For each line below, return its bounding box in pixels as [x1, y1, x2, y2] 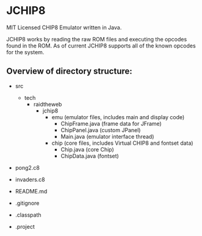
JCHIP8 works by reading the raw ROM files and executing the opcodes [6, 35, 187, 43]
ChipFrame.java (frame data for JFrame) [60, 120, 162, 127]
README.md [15, 187, 48, 195]
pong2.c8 [15, 164, 40, 171]
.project [15, 223, 35, 230]
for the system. [6, 48, 45, 55]
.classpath [15, 211, 41, 218]
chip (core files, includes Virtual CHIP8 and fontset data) [51, 139, 193, 147]
